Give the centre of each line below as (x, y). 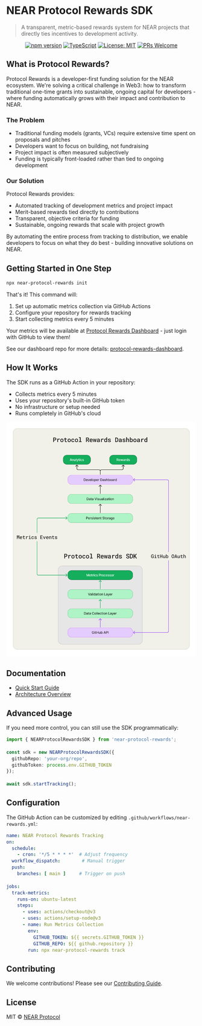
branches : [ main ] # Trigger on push (71, 874)
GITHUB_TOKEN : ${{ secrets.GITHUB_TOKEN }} (89, 937)
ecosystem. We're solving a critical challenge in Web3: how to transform (96, 85)
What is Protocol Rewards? (58, 64)
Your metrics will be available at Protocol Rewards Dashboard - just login (96, 331)
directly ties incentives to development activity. (80, 33)
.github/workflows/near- (159, 818)
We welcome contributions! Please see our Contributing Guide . (84, 983)
